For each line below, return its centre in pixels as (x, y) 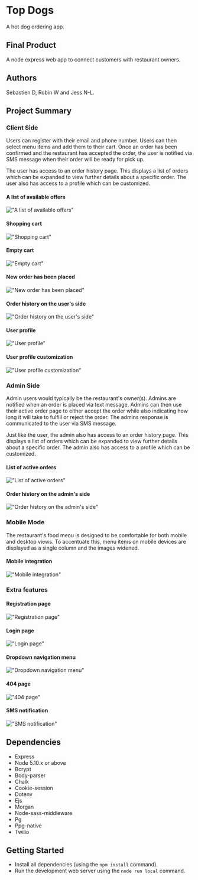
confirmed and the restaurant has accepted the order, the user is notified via (99, 153)
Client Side (22, 128)
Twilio (22, 832)
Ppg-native (28, 826)
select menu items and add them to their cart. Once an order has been (92, 147)
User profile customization (40, 357)
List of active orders (31, 467)
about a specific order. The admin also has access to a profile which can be (98, 447)
